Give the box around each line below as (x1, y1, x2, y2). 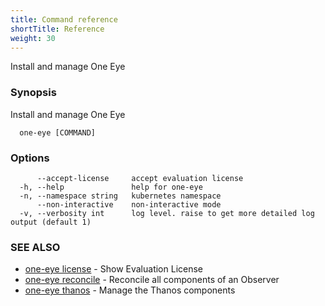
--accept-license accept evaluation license (36, 173, 244, 183)
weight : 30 (10, 33, 56, 43)
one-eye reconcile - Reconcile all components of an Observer (24, 274, 280, 286)
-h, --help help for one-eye (19, 182, 203, 192)
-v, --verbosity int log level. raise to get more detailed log (19, 208, 315, 218)
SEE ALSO (10, 240, 61, 254)
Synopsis (10, 86, 57, 100)
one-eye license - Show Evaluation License (24, 263, 204, 275)
